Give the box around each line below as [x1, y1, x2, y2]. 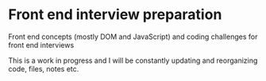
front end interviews [8, 40, 75, 49]
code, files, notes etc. [8, 64, 79, 73]
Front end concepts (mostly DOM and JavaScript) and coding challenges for [8, 32, 258, 41]
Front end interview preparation [8, 6, 222, 24]
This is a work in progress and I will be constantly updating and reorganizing [8, 56, 258, 65]
